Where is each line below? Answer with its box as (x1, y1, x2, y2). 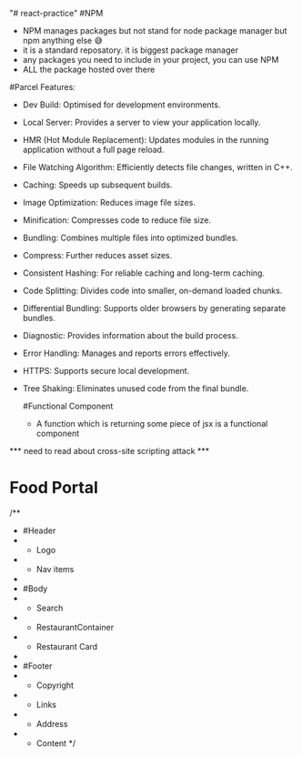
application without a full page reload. (22, 145, 165, 155)
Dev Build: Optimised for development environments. (22, 99, 221, 110)
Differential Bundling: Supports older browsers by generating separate (22, 303, 287, 313)
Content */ (35, 737, 75, 749)
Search (35, 602, 64, 613)
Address (35, 718, 68, 729)
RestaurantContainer (35, 621, 115, 632)
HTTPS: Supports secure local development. (22, 366, 190, 376)
